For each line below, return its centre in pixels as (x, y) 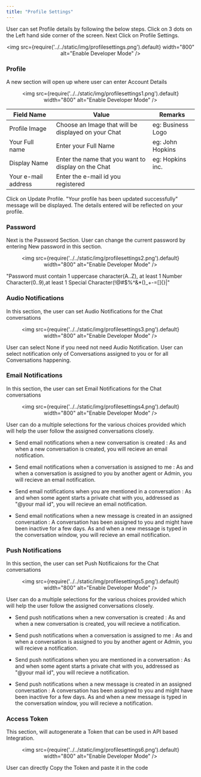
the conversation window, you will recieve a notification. (84, 703)
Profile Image (28, 128)
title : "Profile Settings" (40, 12)
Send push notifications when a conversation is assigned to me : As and (103, 635)
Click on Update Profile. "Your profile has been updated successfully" (92, 199)
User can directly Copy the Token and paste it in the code (77, 768)
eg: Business (170, 125)
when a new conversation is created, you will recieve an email (91, 449)
